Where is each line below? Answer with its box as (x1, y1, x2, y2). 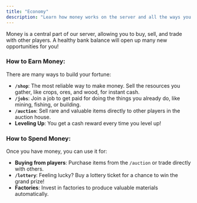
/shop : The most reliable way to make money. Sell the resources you (14, 82, 180, 89)
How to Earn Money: (6, 57, 66, 65)
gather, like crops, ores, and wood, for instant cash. (14, 88, 140, 95)
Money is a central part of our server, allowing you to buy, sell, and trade (6, 30, 183, 37)
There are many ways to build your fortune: (6, 71, 111, 78)
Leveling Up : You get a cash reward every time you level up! (14, 119, 162, 127)
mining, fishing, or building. (14, 101, 81, 108)
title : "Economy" (6, 8, 49, 15)
